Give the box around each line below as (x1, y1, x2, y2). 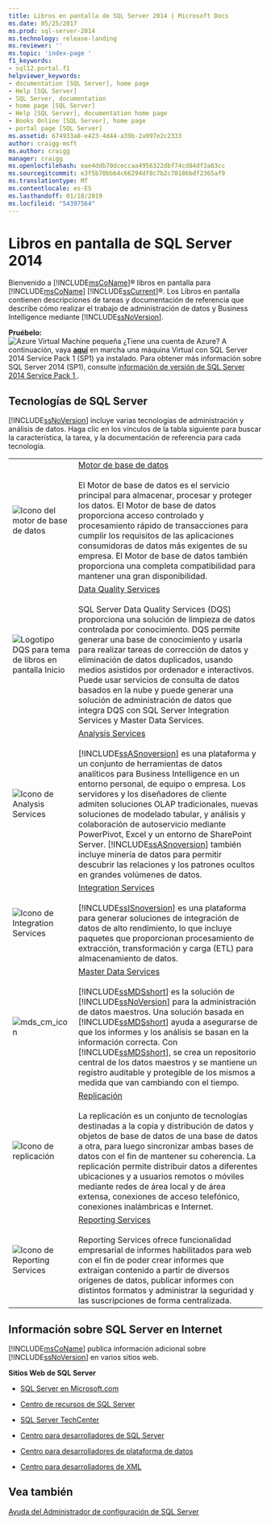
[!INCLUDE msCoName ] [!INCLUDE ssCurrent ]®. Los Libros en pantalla (8, 287, 240, 296)
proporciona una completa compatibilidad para (77, 560, 256, 571)
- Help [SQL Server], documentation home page (8, 110, 168, 118)
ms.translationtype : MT (8, 177, 89, 186)
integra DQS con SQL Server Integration (77, 705, 230, 716)
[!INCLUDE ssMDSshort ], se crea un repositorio (77, 1047, 256, 1058)
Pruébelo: (8, 328, 43, 337)
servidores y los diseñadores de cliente (77, 789, 227, 800)
